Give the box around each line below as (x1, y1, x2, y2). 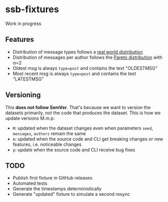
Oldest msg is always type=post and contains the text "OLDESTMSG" (12, 65, 158, 71)
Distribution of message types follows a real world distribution (12, 48, 143, 55)
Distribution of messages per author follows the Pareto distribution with (12, 54, 163, 60)
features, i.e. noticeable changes (12, 141, 82, 147)
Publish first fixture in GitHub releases (12, 175, 93, 181)
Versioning (5, 91, 41, 99)
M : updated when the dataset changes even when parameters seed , (12, 125, 153, 131)
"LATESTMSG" (12, 75, 44, 82)
